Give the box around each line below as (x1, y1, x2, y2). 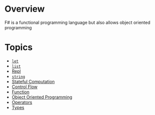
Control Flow (11, 84, 38, 90)
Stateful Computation (11, 78, 55, 84)
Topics (4, 42, 33, 53)
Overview (4, 3, 45, 15)
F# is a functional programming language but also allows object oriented (4, 19, 151, 25)
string (11, 74, 25, 79)
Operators (11, 99, 32, 105)
